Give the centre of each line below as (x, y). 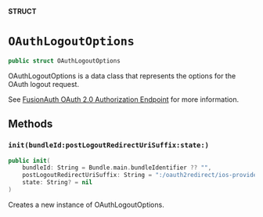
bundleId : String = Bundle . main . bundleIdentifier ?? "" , (117, 168)
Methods (31, 124)
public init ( (29, 161)
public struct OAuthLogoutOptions (65, 61)
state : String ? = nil (57, 183)
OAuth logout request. (44, 84)
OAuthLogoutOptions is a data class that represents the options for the (122, 76)
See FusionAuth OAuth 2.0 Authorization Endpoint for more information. (124, 99)
